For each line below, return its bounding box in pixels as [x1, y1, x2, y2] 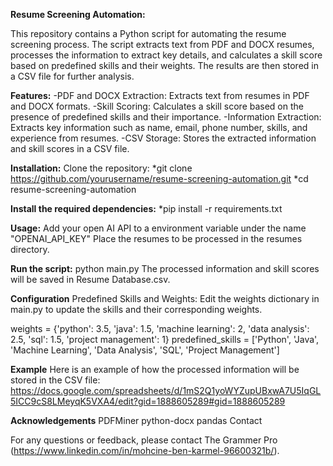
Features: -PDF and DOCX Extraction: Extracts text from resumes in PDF [10, 90, 310, 101]
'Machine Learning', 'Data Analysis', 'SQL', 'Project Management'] [10, 344, 280, 356]
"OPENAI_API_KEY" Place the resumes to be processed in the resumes [10, 233, 303, 244]
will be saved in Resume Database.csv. [10, 274, 171, 285]
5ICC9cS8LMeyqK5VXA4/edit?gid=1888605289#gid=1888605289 [10, 395, 286, 407]
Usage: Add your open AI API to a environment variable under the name [10, 222, 307, 234]
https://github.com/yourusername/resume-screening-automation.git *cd [10, 173, 309, 184]
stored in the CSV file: [10, 374, 101, 386]
